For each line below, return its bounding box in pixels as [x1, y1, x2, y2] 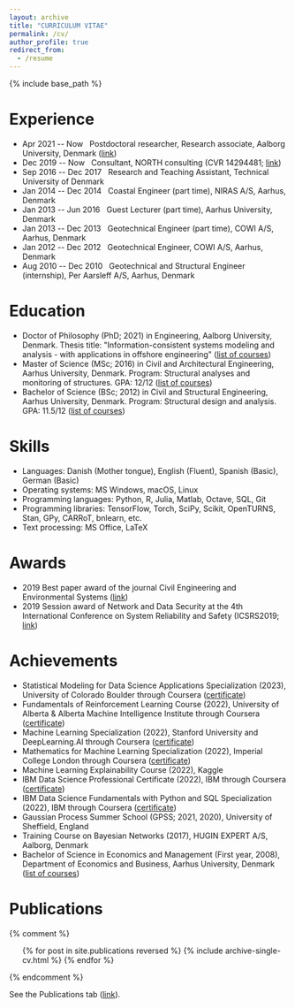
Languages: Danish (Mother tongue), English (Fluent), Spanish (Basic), [21, 465, 278, 476]
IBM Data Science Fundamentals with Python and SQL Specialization [21, 792, 272, 803]
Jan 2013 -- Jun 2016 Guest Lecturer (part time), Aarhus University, [21, 204, 273, 215]
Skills [9, 437, 50, 456]
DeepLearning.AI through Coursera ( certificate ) [21, 736, 195, 747]
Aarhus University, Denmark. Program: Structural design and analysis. [21, 395, 276, 407]
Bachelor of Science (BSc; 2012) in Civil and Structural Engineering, [21, 386, 269, 397]
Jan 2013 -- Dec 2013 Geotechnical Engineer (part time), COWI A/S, [21, 223, 274, 233]
